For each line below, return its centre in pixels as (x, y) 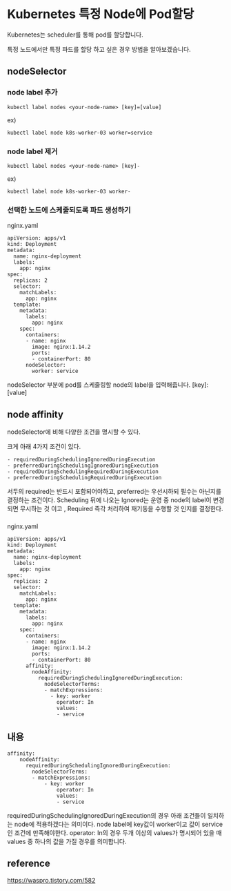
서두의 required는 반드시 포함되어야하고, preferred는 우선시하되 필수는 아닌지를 (114, 492)
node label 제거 (32, 151)
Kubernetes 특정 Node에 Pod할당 (101, 14)
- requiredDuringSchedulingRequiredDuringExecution (83, 472)
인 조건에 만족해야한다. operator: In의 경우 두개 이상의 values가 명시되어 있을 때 (114, 832)
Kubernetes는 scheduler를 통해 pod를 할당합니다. (75, 35)
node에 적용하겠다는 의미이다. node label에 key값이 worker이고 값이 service (118, 824)
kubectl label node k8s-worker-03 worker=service (80, 133)
